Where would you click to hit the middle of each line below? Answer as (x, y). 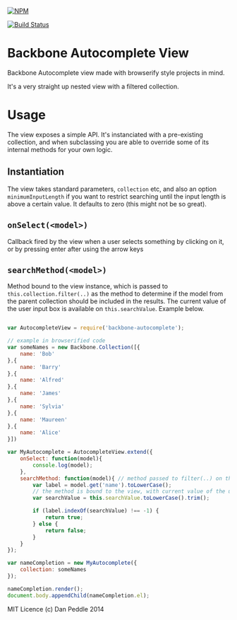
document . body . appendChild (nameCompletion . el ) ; (79, 595)
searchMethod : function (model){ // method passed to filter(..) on (121, 478)
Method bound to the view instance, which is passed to (87, 286)
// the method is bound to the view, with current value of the (129, 491)
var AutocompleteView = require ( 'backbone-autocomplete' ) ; (96, 328)
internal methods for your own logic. (60, 149)
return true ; (64, 517)
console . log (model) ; (63, 465)
